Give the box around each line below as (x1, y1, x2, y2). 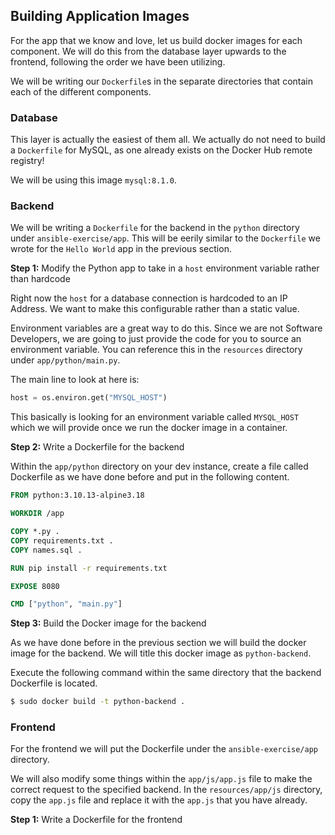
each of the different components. (10, 85, 152, 98)
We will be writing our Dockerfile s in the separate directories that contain (10, 75, 313, 87)
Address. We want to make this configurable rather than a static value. (10, 303, 300, 315)
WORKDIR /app (10, 509, 65, 519)
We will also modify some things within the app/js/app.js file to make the (10, 773, 313, 785)
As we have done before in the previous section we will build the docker (10, 637, 307, 649)
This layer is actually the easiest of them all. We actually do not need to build (10, 134, 326, 146)
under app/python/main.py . (10, 354, 121, 366)
